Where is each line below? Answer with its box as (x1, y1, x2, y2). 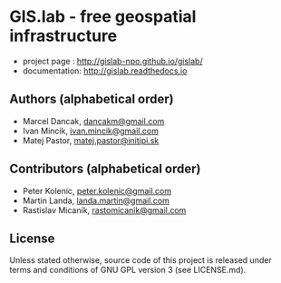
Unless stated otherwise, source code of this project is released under (9, 255, 272, 266)
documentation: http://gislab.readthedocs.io (22, 65, 188, 76)
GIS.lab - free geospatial (9, 6, 197, 27)
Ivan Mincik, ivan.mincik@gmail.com (22, 125, 159, 136)
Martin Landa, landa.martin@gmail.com (22, 195, 170, 206)
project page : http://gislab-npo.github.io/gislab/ (22, 55, 203, 66)
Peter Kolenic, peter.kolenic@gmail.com (22, 185, 172, 196)
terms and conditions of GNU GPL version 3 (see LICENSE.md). (9, 265, 247, 276)
